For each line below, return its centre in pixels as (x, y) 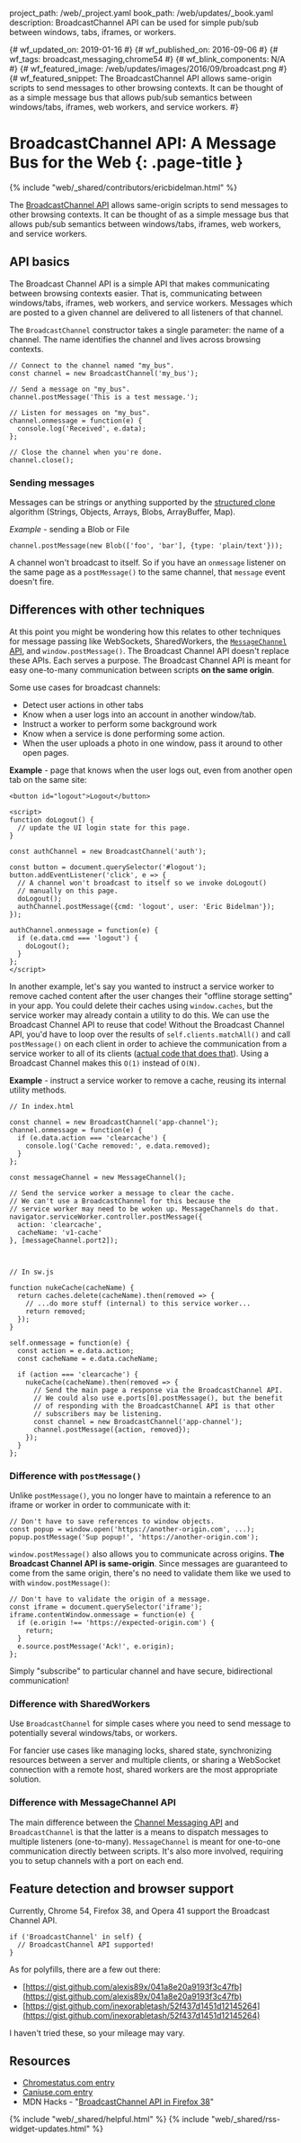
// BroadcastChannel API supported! (86, 1945)
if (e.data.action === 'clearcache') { (92, 1138)
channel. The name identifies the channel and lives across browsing (135, 339)
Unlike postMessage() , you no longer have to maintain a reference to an (140, 1495)
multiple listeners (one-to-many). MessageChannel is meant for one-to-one (145, 1841)
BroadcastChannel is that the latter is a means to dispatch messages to (139, 1831)
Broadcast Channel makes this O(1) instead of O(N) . (105, 1063)
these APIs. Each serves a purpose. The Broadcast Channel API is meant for (150, 660)
